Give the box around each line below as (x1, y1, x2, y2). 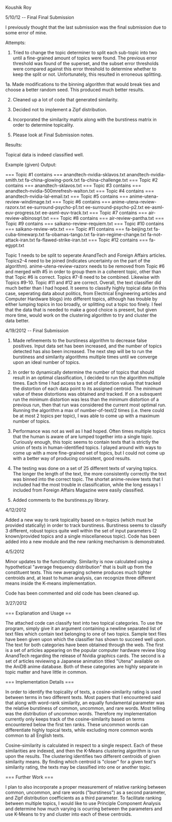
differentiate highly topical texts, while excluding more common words (5, 727, 154, 733)
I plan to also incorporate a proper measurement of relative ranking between (5, 784, 166, 790)
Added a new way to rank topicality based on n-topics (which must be (5, 517, 154, 523)
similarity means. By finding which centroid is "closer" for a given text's (5, 758, 156, 765)
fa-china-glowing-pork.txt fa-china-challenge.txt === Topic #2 (25, 177, 158, 183)
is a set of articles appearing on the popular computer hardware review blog (5, 647, 166, 653)
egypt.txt (5, 242, 25, 248)
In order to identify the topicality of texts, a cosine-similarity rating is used (5, 689, 161, 695)
